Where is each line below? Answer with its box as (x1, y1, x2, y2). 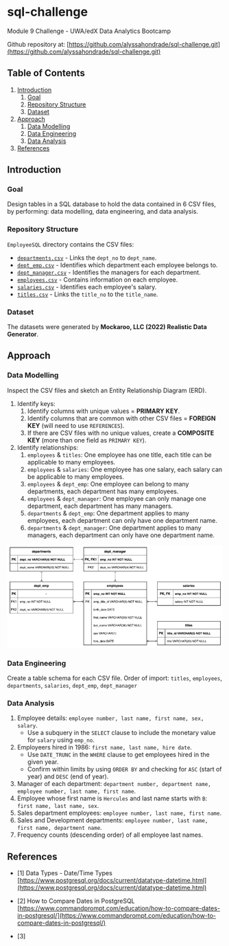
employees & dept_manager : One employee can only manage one (27, 494, 207, 502)
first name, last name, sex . (16, 802, 99, 810)
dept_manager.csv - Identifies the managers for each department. (16, 268, 201, 276)
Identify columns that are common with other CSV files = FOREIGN (27, 414, 216, 423)
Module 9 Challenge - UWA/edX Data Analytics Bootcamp (7, 27, 171, 35)
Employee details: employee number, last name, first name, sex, (16, 714, 204, 722)
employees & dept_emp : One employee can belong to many (27, 480, 189, 488)
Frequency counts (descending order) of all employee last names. (16, 831, 204, 839)
